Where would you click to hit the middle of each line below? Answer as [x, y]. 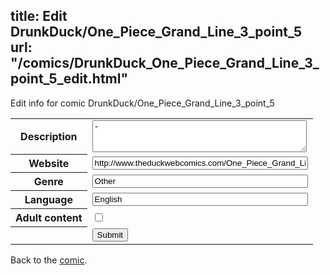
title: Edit [39, 16]
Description [49, 137]
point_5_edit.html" [69, 79]
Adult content [49, 218]
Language [48, 200]
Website [49, 164]
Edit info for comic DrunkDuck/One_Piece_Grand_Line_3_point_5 [142, 103]
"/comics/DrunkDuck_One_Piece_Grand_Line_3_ [165, 63]
